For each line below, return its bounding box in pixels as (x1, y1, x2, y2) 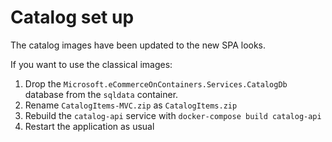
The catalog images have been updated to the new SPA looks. (10, 39, 267, 51)
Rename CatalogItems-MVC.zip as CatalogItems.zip (24, 99, 238, 111)
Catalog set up (10, 6, 135, 29)
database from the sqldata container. (24, 88, 179, 100)
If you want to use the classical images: (10, 58, 173, 70)
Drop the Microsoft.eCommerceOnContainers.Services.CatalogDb (24, 77, 288, 90)
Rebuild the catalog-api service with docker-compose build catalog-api (24, 109, 322, 121)
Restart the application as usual (24, 120, 155, 132)
